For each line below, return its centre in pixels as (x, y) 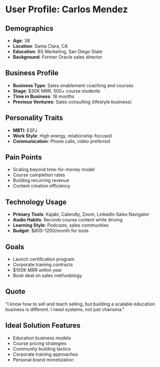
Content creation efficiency (42, 186)
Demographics (29, 28)
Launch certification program (44, 259)
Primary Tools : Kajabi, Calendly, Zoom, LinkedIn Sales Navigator (81, 214)
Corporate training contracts (43, 264)
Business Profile (32, 73)
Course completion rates (39, 175)
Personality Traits (34, 118)
